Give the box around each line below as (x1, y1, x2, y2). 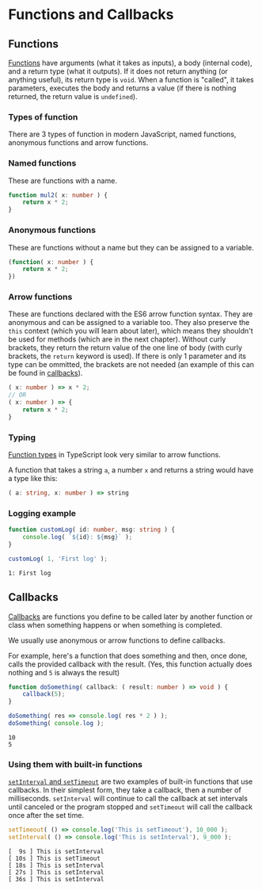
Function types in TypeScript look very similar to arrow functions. (8, 450, 222, 460)
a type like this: (8, 474, 58, 483)
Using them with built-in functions (8, 758, 142, 770)
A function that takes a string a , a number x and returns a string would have (8, 465, 254, 475)
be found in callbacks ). (8, 369, 83, 378)
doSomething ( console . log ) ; (8, 720, 104, 728)
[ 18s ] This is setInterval (8, 861, 104, 869)
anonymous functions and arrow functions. (8, 138, 149, 147)
